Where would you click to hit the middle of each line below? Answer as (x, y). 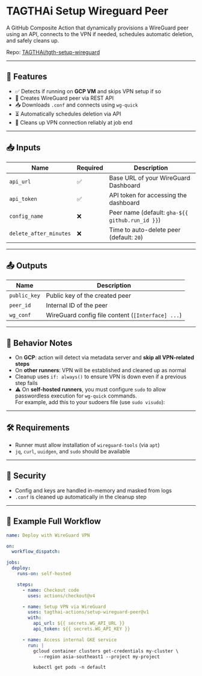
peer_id (20, 306)
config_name (26, 216)
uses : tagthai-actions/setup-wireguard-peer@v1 (88, 612)
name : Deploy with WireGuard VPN (48, 535)
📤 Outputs (27, 266)
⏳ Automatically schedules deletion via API (68, 114)
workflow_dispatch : (36, 552)
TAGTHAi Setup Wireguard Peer (87, 11)
